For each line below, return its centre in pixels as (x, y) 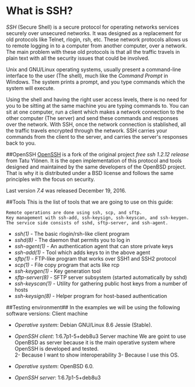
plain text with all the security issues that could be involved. (78, 58)
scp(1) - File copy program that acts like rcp (67, 265)
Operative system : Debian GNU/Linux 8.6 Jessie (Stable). (83, 325)
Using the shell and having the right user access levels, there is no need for (97, 99)
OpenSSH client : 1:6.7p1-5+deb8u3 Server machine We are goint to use (100, 336)
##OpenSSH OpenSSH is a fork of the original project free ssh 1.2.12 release (97, 154)
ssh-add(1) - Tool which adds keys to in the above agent (82, 252)
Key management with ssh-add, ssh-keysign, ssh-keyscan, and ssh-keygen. (98, 218)
